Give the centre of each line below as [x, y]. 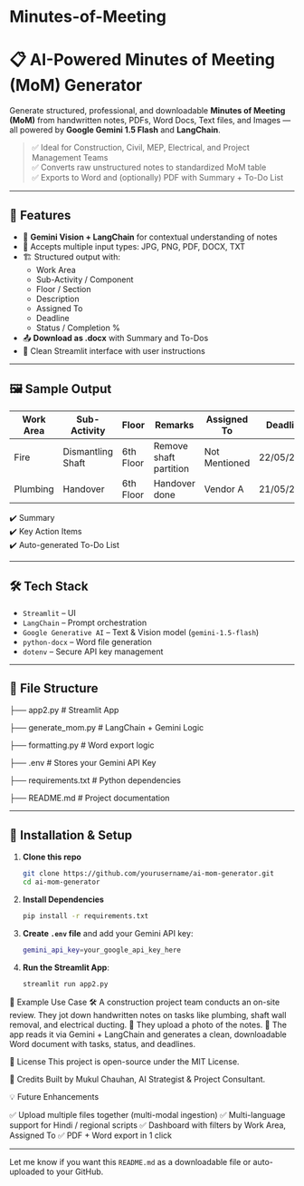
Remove [171, 446]
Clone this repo [52, 857]
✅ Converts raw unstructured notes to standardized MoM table [149, 167]
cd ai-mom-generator [61, 882]
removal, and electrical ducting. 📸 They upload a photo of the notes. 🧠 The [148, 1024]
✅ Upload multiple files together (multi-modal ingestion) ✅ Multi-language [147, 1114]
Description [57, 299]
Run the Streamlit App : [66, 967]
